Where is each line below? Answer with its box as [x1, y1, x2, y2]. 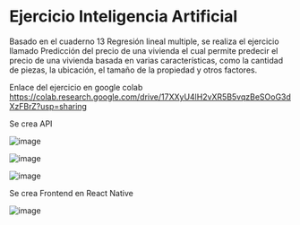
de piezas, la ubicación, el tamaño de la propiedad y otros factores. [9, 65, 258, 75]
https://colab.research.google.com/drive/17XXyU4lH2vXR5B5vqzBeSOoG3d [9, 91, 291, 102]
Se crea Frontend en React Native [9, 187, 134, 198]
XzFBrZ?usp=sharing [9, 100, 88, 111]
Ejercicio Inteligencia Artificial [9, 6, 238, 27]
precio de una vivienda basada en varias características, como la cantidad [9, 55, 284, 65]
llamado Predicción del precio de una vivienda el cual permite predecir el [9, 45, 279, 56]
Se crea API [9, 118, 53, 129]
